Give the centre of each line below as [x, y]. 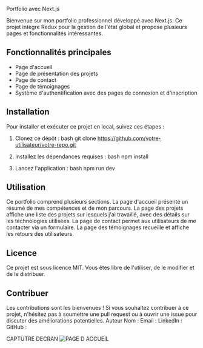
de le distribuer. [26, 274]
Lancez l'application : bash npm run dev [65, 168]
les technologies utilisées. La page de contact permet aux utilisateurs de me [101, 221]
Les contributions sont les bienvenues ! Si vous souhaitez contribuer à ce [98, 308]
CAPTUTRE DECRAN [32, 339]
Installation [28, 112]
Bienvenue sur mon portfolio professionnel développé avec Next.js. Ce [95, 20]
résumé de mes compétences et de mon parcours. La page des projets [95, 208]
